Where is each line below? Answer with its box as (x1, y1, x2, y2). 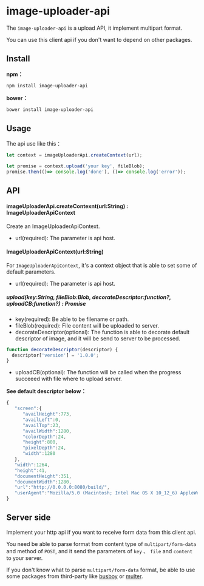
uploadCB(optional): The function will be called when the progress (15, 369, 182, 376)
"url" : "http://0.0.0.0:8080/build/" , (14, 484, 110, 491)
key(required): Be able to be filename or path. (15, 315, 129, 323)
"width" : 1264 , (14, 462, 50, 468)
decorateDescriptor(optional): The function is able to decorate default (15, 328, 190, 335)
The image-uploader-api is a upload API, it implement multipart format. (6, 24, 183, 32)
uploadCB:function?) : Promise (6, 300, 86, 308)
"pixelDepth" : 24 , (22, 445, 67, 451)
